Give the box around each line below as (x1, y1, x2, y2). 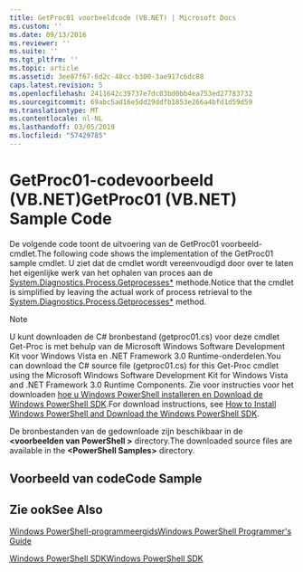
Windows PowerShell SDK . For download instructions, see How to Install (9, 398, 277, 409)
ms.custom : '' (9, 22, 63, 31)
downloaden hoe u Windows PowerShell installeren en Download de (9, 388, 264, 399)
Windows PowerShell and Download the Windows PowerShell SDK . (9, 408, 260, 419)
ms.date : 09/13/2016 (9, 30, 88, 39)
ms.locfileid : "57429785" (9, 131, 107, 140)
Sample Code (9, 209, 112, 229)
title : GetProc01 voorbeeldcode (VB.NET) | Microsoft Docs (9, 13, 237, 23)
